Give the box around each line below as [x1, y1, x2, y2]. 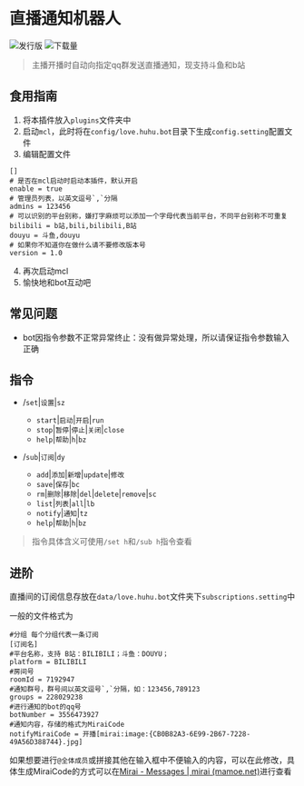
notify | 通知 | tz [35, 508, 88, 519]
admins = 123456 [9, 202, 71, 211]
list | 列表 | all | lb [35, 498, 95, 509]
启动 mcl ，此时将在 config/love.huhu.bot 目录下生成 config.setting [22, 125, 270, 136]
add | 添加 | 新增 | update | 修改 [35, 469, 125, 480]
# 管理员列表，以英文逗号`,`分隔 [9, 194, 118, 203]
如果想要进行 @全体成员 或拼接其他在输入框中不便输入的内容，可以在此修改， [9, 755, 288, 766]
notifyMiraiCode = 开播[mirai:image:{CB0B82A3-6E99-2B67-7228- [9, 730, 251, 739]
